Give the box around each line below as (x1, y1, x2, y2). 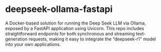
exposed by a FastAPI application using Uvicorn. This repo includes (5, 25, 144, 31)
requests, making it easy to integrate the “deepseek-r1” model (28, 36, 156, 42)
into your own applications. (5, 41, 61, 47)
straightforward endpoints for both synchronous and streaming (5, 30, 135, 36)
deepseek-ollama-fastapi (5, 3, 113, 15)
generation (5, 36, 27, 42)
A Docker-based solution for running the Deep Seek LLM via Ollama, (5, 20, 146, 26)
